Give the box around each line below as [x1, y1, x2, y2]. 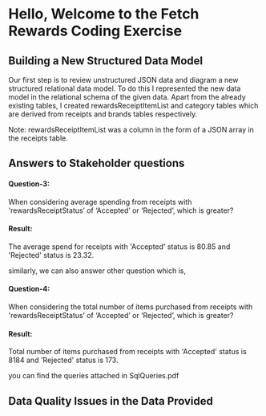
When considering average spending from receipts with [8, 197, 192, 206]
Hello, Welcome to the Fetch [8, 5, 199, 23]
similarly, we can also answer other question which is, [8, 266, 187, 275]
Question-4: [8, 284, 50, 294]
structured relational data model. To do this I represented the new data [8, 84, 241, 93]
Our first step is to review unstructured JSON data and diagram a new [8, 75, 239, 84]
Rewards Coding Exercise [8, 22, 183, 40]
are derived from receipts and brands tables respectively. [8, 109, 198, 119]
